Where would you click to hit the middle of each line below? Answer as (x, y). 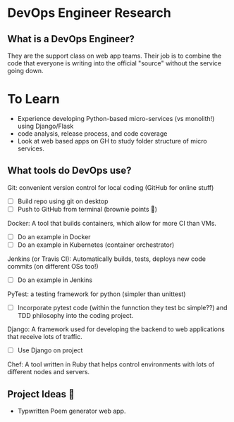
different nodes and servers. (49, 372)
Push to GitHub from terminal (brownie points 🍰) (87, 209)
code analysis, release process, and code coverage (92, 133)
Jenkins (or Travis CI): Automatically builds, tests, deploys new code (107, 259)
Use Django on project (50, 350)
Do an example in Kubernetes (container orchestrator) (96, 245)
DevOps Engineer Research (89, 13)
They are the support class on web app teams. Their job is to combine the (115, 56)
